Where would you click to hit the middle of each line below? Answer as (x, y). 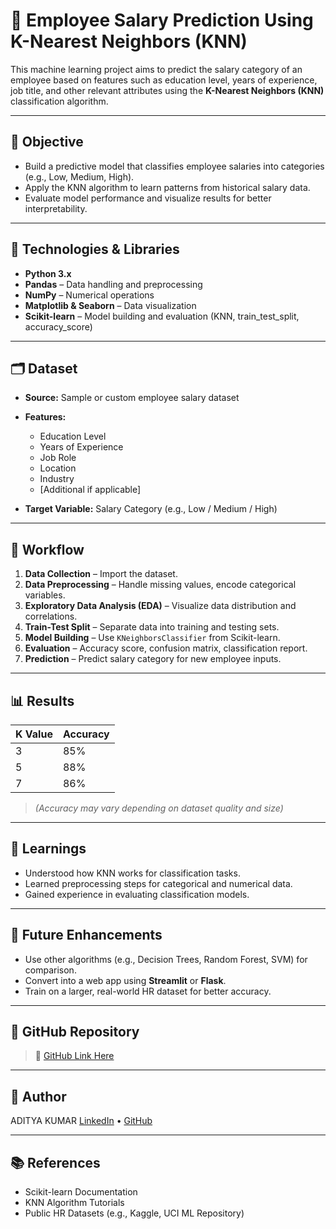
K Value (34, 734)
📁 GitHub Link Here (74, 1056)
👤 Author (38, 1096)
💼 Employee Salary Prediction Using (162, 20)
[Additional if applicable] (90, 490)
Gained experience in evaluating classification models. (137, 894)
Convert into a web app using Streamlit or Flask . (125, 980)
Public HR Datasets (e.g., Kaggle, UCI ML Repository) (134, 1213)
